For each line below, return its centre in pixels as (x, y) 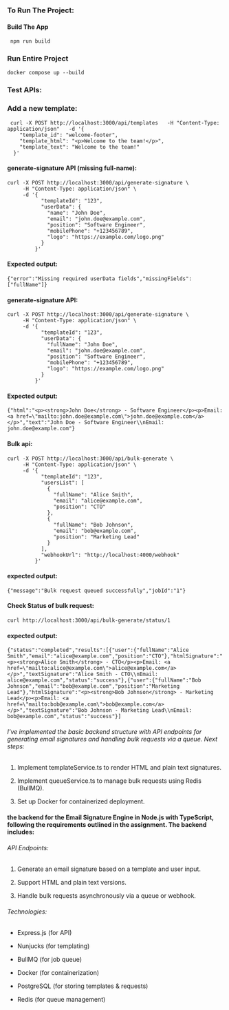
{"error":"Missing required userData (61, 279)
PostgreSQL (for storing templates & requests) (83, 986)
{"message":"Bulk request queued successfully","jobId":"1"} (97, 591)
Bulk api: (20, 444)
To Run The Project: (41, 10)
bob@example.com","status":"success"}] (64, 717)
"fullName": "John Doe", (83, 345)
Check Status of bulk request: (51, 606)
